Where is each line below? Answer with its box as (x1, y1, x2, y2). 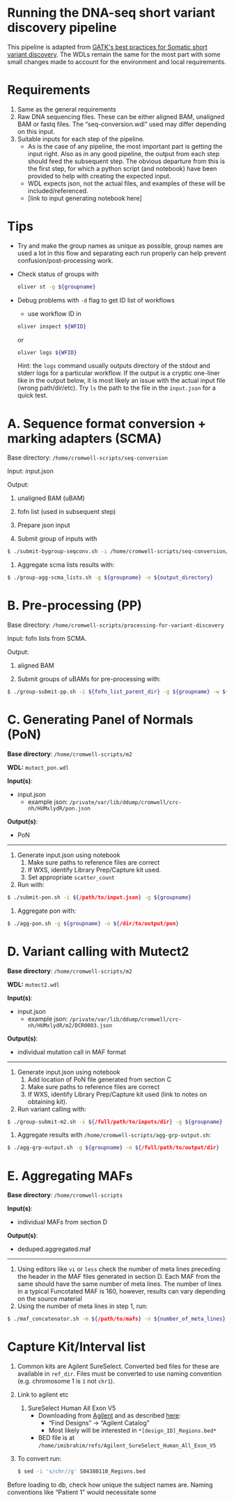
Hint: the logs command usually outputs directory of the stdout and (17, 361, 210, 370)
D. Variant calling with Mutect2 (7, 943, 189, 959)
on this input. (17, 127, 56, 135)
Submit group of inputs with (17, 535, 97, 543)
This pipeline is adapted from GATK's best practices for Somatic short (7, 43, 208, 51)
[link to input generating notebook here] (27, 194, 143, 202)
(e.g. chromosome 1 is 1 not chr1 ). (17, 1377, 115, 1386)
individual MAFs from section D (17, 1218, 108, 1227)
